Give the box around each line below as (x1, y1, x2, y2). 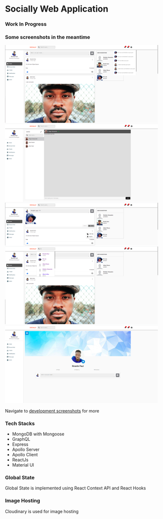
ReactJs (12, 457, 29, 463)
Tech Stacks (5, 420, 35, 427)
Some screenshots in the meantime (5, 34, 91, 41)
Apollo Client (12, 451, 38, 457)
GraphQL (12, 436, 31, 442)
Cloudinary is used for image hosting (5, 508, 79, 514)
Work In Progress (5, 21, 47, 28)
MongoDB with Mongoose (12, 431, 65, 437)
